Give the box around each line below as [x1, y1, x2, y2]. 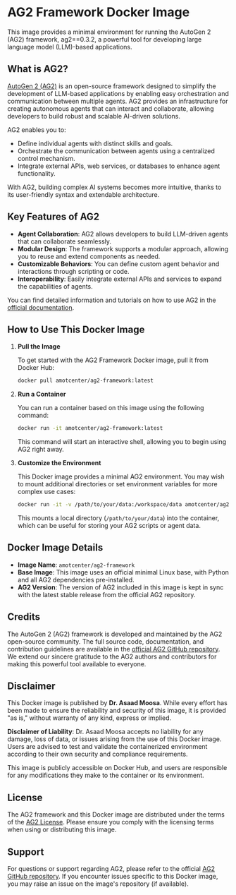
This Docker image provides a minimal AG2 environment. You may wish [17, 472, 225, 481]
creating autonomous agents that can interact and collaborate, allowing [7, 104, 214, 113]
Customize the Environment [17, 459, 101, 467]
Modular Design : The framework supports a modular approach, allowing [17, 244, 229, 253]
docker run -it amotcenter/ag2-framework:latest [17, 425, 163, 432]
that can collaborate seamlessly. [17, 237, 111, 246]
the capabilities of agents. [17, 282, 93, 290]
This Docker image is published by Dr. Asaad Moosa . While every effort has [7, 699, 228, 707]
